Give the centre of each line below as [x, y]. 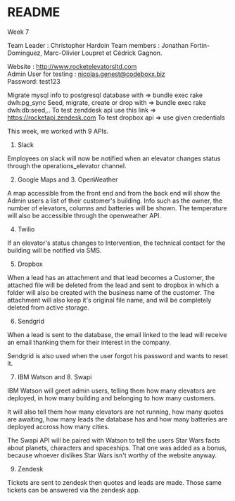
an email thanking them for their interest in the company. [89, 342]
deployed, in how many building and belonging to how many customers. [112, 398]
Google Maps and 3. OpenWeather [68, 179]
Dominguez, [25, 53]
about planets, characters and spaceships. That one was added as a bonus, [117, 448]
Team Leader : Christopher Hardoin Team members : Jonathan [98, 45]
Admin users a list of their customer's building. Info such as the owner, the [115, 201]
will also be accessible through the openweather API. [84, 215]
